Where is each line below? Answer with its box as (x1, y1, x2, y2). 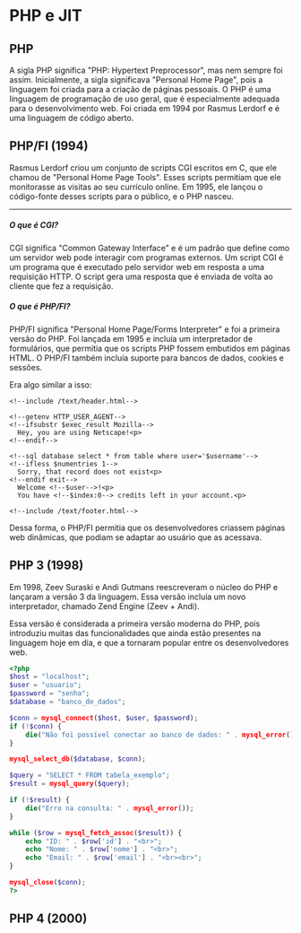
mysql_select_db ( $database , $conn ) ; (9, 754, 146, 763)
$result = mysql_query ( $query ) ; (9, 780, 130, 789)
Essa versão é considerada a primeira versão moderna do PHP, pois (9, 618, 261, 629)
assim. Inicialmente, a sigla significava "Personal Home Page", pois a (9, 74, 263, 85)
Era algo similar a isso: (9, 379, 92, 390)
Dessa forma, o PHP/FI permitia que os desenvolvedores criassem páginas (9, 522, 286, 533)
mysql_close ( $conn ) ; (9, 878, 87, 887)
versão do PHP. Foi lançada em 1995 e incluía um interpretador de (9, 333, 254, 344)
